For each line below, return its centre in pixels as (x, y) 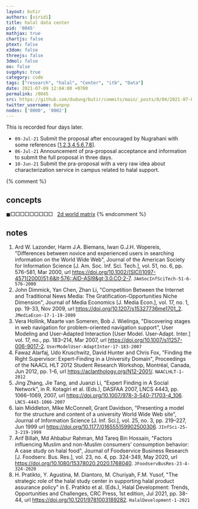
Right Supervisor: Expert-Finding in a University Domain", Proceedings (100, 359)
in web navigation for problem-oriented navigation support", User (94, 327)
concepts (24, 200)
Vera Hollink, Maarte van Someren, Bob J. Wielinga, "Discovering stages (102, 321)
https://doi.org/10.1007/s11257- (145, 340)
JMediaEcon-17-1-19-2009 (45, 315)
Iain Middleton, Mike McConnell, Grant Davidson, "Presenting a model (99, 408)
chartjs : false (25, 39)
